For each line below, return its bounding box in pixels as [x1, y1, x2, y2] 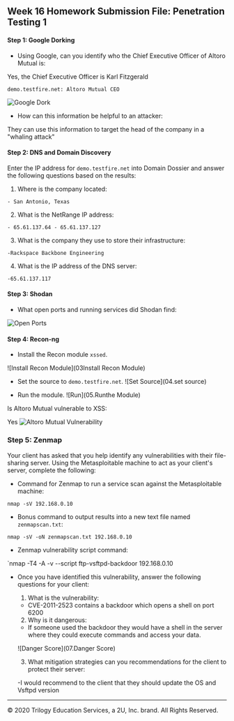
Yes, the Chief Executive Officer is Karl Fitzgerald [7, 72, 148, 81]
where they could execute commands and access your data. [27, 630, 201, 639]
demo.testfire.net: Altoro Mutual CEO [7, 86, 120, 93]
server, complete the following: [7, 466, 96, 474]
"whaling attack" [7, 132, 55, 141]
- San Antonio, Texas [7, 198, 70, 205]
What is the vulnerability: [27, 594, 100, 602]
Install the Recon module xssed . [17, 350, 108, 359]
